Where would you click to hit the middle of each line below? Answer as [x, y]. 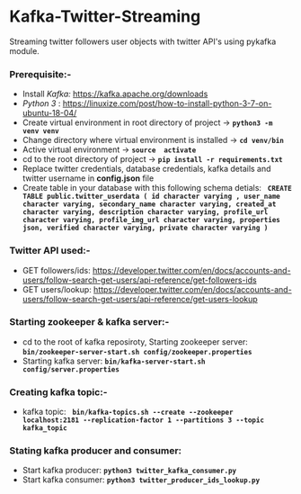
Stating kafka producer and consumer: [96, 451]
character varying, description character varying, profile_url [145, 212]
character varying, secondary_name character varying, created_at [149, 204]
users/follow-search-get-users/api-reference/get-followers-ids [140, 280]
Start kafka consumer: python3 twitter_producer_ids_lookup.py [141, 480]
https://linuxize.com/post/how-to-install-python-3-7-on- [167, 103]
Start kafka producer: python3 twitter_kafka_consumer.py [129, 471]
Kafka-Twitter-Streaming [105, 17]
